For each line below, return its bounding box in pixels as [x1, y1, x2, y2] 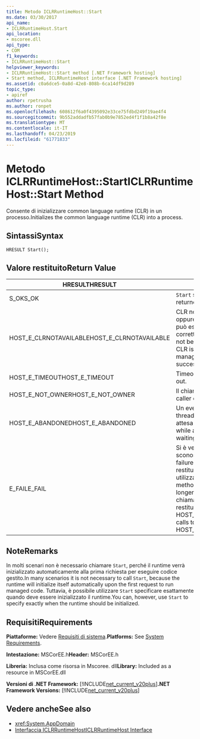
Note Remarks [6, 546, 58, 556]
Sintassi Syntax [6, 231, 64, 241]
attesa [176, 419, 193, 427]
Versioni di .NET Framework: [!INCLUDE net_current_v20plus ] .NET [6, 680, 170, 687]
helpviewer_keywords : [6, 64, 60, 70]
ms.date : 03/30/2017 [6, 14, 58, 20]
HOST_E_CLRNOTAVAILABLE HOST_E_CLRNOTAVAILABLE [9, 334, 171, 342]
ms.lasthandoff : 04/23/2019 [6, 131, 76, 137]
